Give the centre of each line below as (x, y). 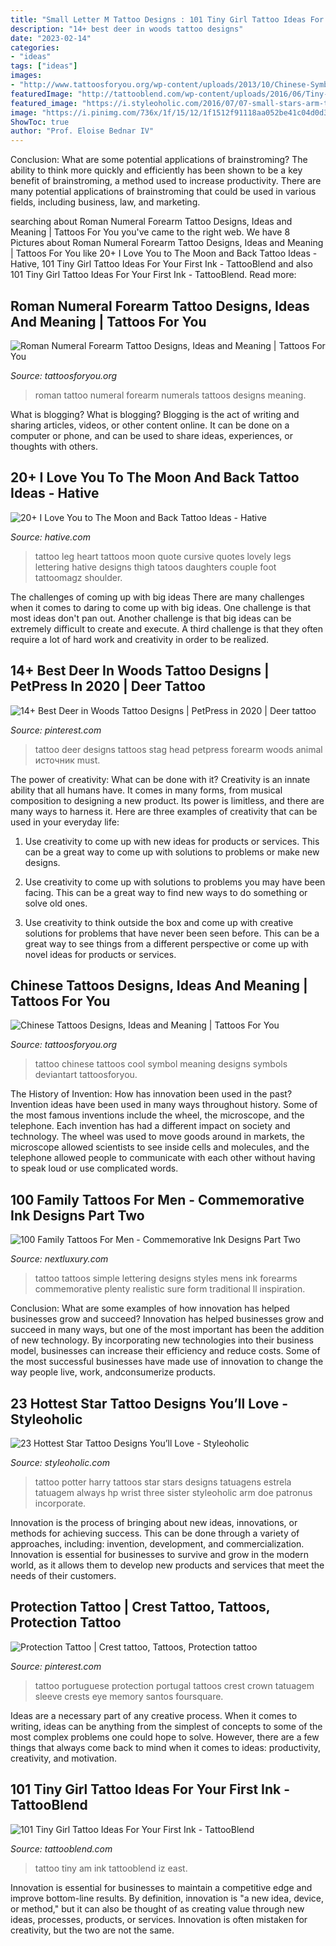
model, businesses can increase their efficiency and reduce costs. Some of (165, 1351)
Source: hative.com (50, 537)
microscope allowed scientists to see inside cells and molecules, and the (160, 1147)
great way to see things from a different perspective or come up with (166, 943)
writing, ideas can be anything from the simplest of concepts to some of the (166, 1726)
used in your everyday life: (65, 822)
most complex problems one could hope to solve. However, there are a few (165, 1737)
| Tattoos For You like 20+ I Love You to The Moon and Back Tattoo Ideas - (164, 253)
